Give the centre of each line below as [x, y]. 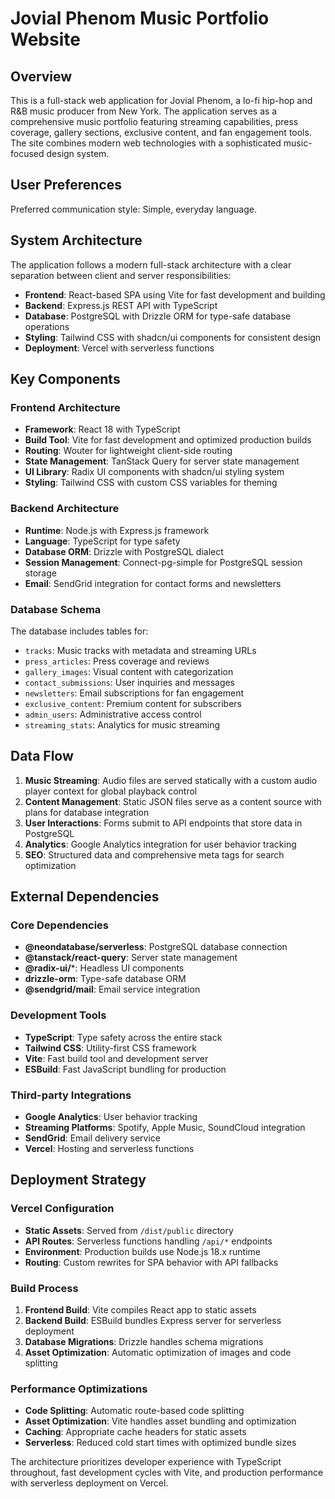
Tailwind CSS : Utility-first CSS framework [110, 1048]
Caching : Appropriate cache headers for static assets [135, 1432]
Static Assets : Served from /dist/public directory [129, 1230]
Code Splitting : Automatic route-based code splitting [134, 1411]
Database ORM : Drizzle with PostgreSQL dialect [124, 551]
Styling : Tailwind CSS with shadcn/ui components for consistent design [173, 337]
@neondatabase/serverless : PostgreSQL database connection [156, 947]
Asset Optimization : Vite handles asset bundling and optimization [160, 1421]
